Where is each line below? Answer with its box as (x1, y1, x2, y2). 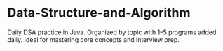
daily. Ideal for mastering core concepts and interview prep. (7, 35, 180, 43)
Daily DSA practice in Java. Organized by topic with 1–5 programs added (7, 28, 217, 36)
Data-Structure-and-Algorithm (7, 5, 191, 21)
